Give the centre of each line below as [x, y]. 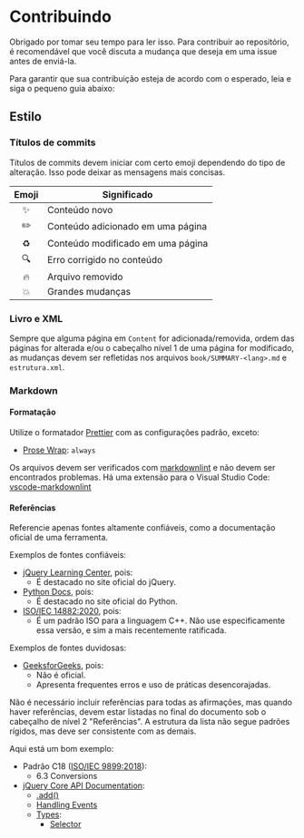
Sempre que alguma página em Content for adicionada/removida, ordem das [152, 338]
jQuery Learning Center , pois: [78, 572]
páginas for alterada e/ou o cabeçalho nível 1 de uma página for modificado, [152, 347]
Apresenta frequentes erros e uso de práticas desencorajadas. [153, 685]
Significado [127, 194]
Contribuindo [60, 17]
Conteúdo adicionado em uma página [127, 227]
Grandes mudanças [89, 291]
